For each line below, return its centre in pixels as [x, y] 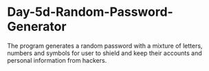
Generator [37, 27]
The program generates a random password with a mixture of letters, [105, 45]
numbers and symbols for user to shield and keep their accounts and [105, 53]
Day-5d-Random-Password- [90, 12]
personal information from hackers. [57, 60]
